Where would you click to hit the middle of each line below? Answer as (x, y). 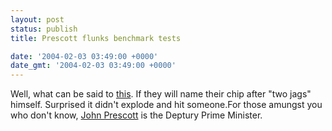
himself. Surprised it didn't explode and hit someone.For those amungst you (166, 105)
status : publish (44, 29)
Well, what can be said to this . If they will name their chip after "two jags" (161, 94)
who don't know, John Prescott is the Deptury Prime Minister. (136, 115)
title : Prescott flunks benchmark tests (96, 38)
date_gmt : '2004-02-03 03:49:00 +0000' (93, 66)
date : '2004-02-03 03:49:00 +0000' (84, 56)
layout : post (37, 19)
